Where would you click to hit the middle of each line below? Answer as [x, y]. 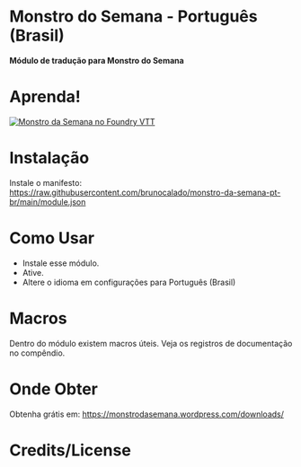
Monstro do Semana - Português [133, 17]
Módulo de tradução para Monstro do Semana [97, 60]
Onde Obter [54, 389]
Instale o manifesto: [46, 182]
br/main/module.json [48, 202]
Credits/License [71, 450]
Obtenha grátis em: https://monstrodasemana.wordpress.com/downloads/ [147, 414]
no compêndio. [37, 353]
